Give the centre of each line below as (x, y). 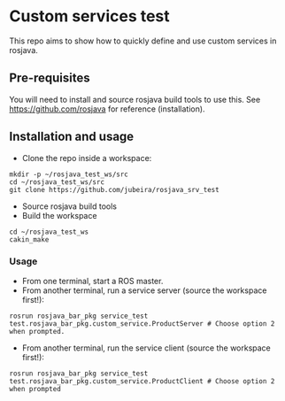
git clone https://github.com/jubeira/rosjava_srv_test (114, 189)
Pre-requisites (50, 78)
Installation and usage (72, 137)
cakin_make (29, 239)
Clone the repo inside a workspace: (87, 158)
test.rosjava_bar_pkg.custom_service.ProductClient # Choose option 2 (142, 381)
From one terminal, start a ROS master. (92, 281)
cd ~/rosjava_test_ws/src (57, 182)
